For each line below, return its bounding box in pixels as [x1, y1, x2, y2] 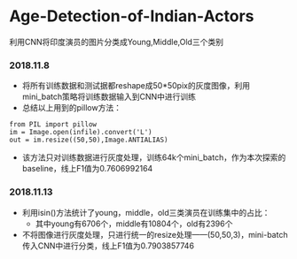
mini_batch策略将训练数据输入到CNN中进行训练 [21, 91, 197, 103]
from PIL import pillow [9, 120, 98, 129]
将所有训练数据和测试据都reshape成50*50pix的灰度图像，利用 [21, 80, 251, 91]
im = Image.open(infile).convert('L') [9, 128, 152, 137]
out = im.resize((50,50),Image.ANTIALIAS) [9, 135, 168, 145]
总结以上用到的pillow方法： [21, 103, 122, 113]
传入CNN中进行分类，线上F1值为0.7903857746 [21, 240, 195, 251]
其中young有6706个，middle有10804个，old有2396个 [35, 218, 233, 229]
